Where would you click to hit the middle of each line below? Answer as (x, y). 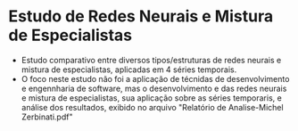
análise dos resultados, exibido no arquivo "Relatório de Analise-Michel (152, 107)
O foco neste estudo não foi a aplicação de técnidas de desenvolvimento (155, 78)
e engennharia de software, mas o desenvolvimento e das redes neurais (154, 88)
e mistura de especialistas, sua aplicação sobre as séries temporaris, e (151, 98)
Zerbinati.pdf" (47, 117)
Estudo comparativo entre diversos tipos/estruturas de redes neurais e (151, 60)
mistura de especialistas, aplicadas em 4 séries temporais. (129, 70)
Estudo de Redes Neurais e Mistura (141, 16)
